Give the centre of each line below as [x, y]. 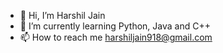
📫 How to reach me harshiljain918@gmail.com [116, 37]
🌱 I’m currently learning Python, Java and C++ [115, 26]
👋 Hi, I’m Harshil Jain [62, 15]
